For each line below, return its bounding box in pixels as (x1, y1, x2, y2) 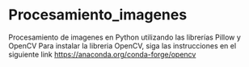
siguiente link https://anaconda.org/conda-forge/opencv (8, 49, 196, 59)
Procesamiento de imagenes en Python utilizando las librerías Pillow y (8, 32, 241, 42)
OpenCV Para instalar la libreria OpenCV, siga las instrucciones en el (8, 40, 237, 50)
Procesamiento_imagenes (8, 6, 188, 24)
